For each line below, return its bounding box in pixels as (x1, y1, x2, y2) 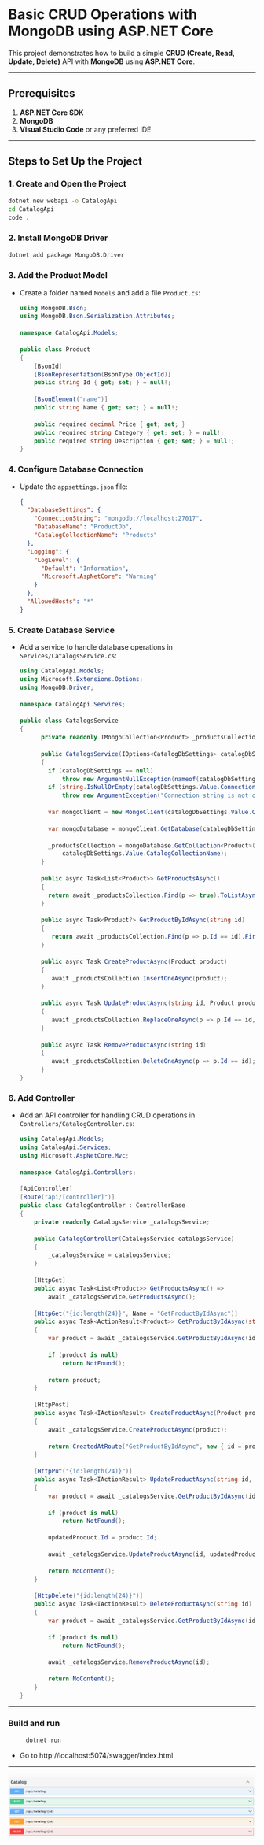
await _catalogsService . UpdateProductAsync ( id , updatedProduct (48, 1550, 259, 1558)
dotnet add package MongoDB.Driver (8, 251, 125, 259)
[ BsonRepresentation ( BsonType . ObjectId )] (34, 370, 171, 379)
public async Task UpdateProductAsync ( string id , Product (40, 999, 235, 1007)
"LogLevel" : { (34, 556, 80, 564)
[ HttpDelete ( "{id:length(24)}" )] (34, 1592, 144, 1600)
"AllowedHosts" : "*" (27, 598, 94, 606)
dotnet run (25, 1736, 61, 1744)
